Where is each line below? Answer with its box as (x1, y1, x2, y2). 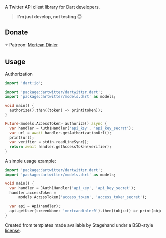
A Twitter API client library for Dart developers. (5, 4, 100, 10)
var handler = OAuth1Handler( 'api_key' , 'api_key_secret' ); (9, 185, 136, 190)
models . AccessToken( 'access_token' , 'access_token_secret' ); (18, 195, 147, 200)
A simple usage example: (5, 158, 56, 164)
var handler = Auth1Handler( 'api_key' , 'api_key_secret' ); (9, 126, 134, 131)
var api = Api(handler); (9, 204, 61, 209)
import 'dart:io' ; (5, 80, 43, 86)
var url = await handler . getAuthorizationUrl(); (9, 130, 112, 135)
